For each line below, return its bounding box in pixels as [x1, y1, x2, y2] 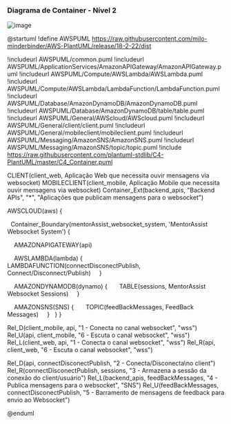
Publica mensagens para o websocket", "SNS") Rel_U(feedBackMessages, [7, 381, 219, 389]
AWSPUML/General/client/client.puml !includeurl [7, 122, 145, 130]
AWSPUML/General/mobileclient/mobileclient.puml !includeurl [7, 128, 183, 137]
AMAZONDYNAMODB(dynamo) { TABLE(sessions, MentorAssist [13, 282, 206, 291]
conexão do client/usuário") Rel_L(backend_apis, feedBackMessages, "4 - [7, 374, 219, 382]
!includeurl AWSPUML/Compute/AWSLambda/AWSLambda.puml [19, 70, 203, 78]
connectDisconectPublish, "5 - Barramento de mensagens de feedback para [7, 389, 225, 397]
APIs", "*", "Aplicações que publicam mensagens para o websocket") [7, 193, 204, 202]
